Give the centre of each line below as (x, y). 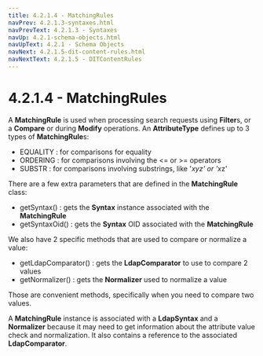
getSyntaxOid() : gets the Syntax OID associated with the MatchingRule (136, 224)
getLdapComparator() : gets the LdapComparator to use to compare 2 (133, 262)
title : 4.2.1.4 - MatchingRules (61, 15)
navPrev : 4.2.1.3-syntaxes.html (61, 23)
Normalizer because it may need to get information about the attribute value (131, 326)
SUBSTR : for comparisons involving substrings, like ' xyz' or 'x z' (123, 168)
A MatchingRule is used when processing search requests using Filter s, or (130, 119)
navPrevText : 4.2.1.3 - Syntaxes (63, 30)
